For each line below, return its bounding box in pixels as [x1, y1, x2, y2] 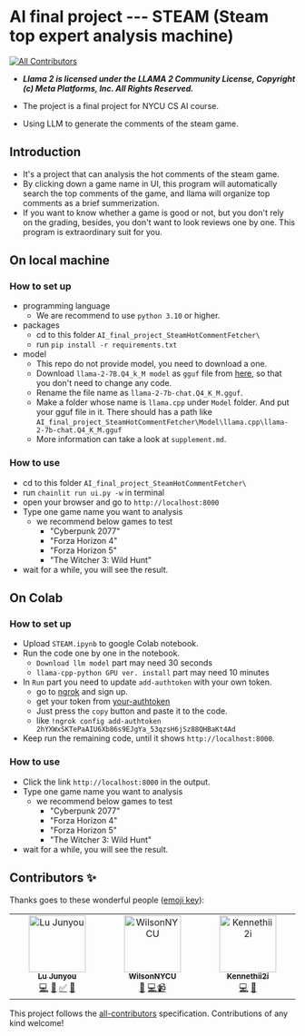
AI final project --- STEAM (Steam [9, 6, 270, 27]
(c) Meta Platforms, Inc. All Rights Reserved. [22, 83, 194, 94]
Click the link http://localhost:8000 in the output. [22, 776, 211, 787]
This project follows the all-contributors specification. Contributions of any [9, 1008, 289, 1019]
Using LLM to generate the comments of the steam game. [22, 118, 239, 129]
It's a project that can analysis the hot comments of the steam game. [22, 168, 280, 179]
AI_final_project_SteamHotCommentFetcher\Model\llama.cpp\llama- [35, 418, 289, 428]
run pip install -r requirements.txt [35, 339, 178, 350]
